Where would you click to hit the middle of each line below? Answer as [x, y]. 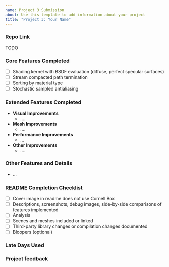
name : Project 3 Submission [35, 10]
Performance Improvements [43, 134]
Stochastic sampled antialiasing [45, 89]
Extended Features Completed [43, 102]
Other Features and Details [39, 163]
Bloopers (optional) [33, 232]
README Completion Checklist [44, 188]
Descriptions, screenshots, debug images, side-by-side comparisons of [87, 204]
